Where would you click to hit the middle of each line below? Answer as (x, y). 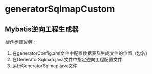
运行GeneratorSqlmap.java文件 (45, 66)
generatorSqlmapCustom (60, 9)
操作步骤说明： (20, 42)
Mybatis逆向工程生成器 (42, 29)
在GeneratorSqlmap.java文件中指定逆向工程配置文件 (67, 59)
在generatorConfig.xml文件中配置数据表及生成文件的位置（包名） (81, 53)
